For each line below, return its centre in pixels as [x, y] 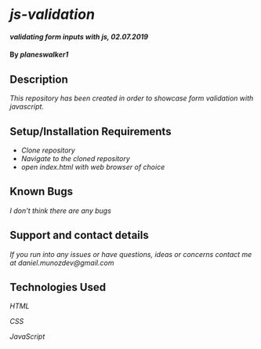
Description [39, 79]
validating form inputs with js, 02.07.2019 [79, 36]
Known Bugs [42, 191]
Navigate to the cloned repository [76, 158]
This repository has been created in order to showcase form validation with [132, 98]
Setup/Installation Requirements [91, 131]
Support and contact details [79, 235]
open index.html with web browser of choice [93, 167]
